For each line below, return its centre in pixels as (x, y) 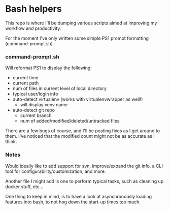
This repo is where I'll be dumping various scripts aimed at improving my (81, 23)
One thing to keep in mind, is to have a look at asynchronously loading (79, 196)
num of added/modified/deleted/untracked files (70, 121)
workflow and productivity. (33, 28)
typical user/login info (35, 94)
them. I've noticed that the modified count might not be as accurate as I (80, 136)
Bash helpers (33, 9)
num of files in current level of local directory (60, 88)
